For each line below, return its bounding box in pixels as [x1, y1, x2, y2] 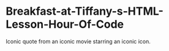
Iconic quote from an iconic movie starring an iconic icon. [6, 37, 151, 45]
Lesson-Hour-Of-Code [6, 17, 124, 31]
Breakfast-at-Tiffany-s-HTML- [6, 4, 163, 18]
